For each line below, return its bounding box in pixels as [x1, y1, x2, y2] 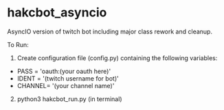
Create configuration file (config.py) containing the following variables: [16, 53, 218, 62]
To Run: [7, 40, 29, 49]
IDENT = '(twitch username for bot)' [16, 74, 119, 83]
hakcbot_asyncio [7, 5, 107, 20]
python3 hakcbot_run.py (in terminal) [16, 94, 122, 103]
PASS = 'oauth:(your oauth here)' [16, 67, 111, 75]
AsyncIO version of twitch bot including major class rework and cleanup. [7, 27, 213, 36]
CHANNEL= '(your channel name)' [16, 81, 115, 90]
